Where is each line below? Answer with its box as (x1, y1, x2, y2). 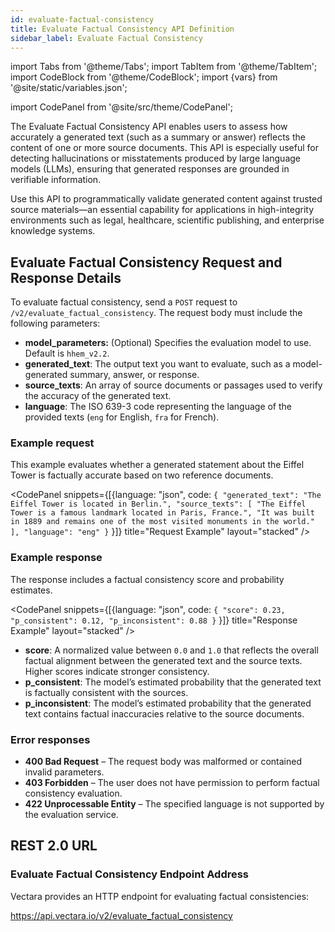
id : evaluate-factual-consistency (10, 14, 155, 25)
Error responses (10, 732, 91, 746)
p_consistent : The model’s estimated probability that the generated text (24, 676, 322, 688)
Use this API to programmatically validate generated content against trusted (10, 193, 323, 205)
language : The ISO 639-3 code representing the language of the (24, 401, 293, 413)
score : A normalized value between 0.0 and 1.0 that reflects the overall (24, 644, 319, 656)
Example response (10, 551, 103, 565)
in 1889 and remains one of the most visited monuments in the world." (10, 517, 315, 527)
